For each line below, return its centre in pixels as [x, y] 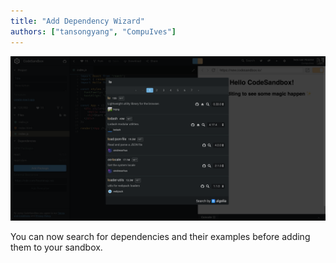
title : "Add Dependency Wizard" [77, 21]
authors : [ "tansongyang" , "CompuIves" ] [93, 31]
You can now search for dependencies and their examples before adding [160, 237]
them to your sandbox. [56, 247]
